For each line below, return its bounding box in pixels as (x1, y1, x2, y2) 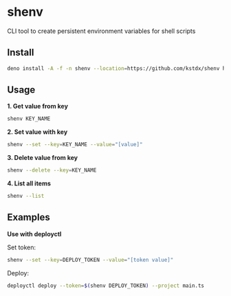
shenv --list (7, 193, 45, 200)
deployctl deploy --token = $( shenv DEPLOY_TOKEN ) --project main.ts (7, 282, 205, 289)
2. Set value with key (7, 128, 68, 136)
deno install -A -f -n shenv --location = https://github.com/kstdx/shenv (7, 65, 220, 72)
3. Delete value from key (7, 154, 78, 162)
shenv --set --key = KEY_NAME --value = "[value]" (7, 141, 143, 148)
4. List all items (7, 179, 52, 187)
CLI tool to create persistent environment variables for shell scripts (7, 27, 196, 35)
